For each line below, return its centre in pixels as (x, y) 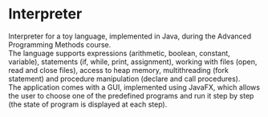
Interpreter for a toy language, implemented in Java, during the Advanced (130, 36)
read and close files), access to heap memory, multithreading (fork (118, 70)
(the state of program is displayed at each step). (88, 104)
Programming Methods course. (60, 44)
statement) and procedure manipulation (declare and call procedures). (124, 79)
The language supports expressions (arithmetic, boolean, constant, (119, 53)
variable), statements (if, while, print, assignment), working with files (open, (133, 62)
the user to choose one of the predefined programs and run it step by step (131, 95)
